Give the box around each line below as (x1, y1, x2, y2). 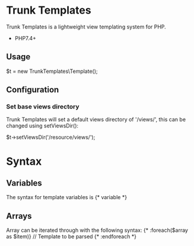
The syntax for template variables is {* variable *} (6, 194, 128, 201)
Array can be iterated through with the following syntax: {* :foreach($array (6, 226, 189, 234)
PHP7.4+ (14, 34, 37, 41)
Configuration (6, 85, 59, 95)
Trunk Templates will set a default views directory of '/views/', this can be (6, 116, 186, 123)
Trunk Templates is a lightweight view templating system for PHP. (6, 23, 166, 30)
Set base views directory (6, 103, 79, 111)
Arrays (6, 211, 32, 221)
